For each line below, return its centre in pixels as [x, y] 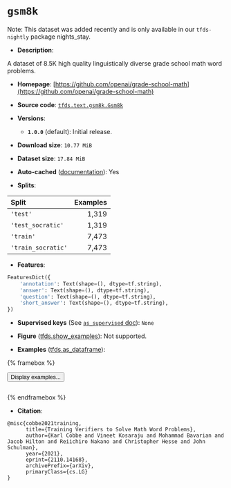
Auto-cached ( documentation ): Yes [68, 171]
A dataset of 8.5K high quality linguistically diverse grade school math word [115, 63]
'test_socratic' [37, 225]
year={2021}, [44, 454]
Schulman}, [23, 448]
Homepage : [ [36, 84]
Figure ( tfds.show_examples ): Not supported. [82, 336]
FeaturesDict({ [29, 277]
